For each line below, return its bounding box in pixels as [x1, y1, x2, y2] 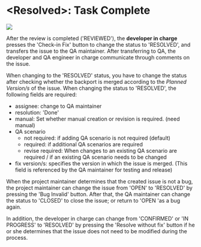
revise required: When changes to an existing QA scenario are [23, 147, 177, 154]
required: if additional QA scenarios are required [23, 140, 143, 147]
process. [6, 234, 28, 241]
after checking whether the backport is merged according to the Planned [6, 78, 187, 85]
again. [6, 203, 22, 210]
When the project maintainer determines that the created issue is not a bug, [6, 177, 193, 185]
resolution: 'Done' [14, 109, 59, 116]
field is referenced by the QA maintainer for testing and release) [14, 166, 173, 173]
